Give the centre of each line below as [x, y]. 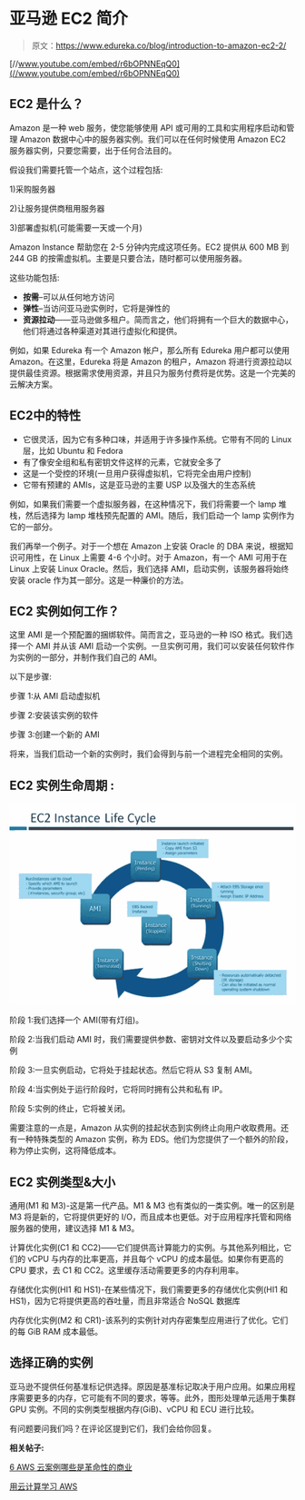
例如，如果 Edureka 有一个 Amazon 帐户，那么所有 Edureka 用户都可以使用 [150, 350]
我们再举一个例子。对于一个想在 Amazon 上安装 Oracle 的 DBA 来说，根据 [148, 546]
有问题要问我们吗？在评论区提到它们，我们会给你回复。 [113, 1428]
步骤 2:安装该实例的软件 [54, 715]
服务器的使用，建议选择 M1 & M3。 [74, 1228]
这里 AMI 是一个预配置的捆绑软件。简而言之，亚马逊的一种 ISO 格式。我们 [148, 635]
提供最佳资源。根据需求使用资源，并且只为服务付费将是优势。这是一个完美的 [152, 372]
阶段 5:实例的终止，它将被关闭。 [70, 1109]
